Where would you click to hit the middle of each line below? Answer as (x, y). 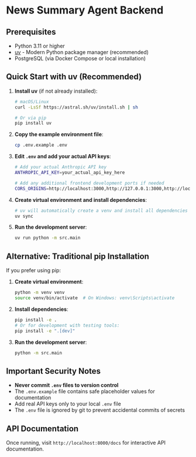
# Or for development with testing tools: (67, 325)
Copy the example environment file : (59, 134)
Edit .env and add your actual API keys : (63, 157)
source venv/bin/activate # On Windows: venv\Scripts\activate (94, 298)
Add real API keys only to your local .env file (68, 404)
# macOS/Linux (32, 101)
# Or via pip (30, 118)
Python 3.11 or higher (40, 46)
